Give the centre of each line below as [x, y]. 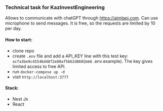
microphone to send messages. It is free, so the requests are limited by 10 [80, 23]
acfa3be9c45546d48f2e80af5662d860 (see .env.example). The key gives [82, 61]
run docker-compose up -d [39, 71]
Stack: [12, 88]
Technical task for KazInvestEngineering [55, 7]
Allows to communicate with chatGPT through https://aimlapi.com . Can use [81, 18]
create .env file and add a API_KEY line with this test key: [70, 56]
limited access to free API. [39, 66]
